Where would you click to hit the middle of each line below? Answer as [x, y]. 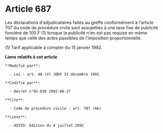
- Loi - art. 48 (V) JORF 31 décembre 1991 [54, 74]
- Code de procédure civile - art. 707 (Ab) [55, 108]
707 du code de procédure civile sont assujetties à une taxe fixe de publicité [82, 27]
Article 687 [28, 9]
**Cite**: [15, 100]
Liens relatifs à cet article [31, 57]
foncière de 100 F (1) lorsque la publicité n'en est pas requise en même [76, 33]
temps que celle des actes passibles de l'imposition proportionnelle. [73, 38]
